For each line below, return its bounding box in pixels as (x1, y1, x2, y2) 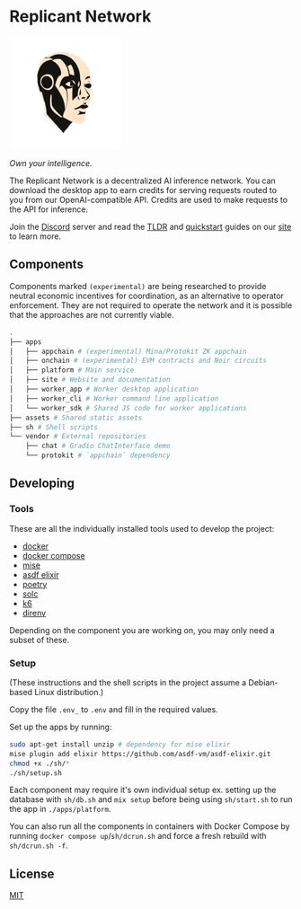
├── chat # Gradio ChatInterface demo (25, 442, 171, 451)
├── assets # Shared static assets (9, 413, 143, 422)
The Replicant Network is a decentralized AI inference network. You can (9, 175, 276, 186)
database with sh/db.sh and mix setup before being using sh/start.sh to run (9, 794, 294, 805)
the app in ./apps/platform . (9, 804, 111, 815)
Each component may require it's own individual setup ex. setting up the (9, 784, 277, 796)
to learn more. (9, 231, 61, 242)
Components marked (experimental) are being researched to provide (9, 280, 267, 291)
